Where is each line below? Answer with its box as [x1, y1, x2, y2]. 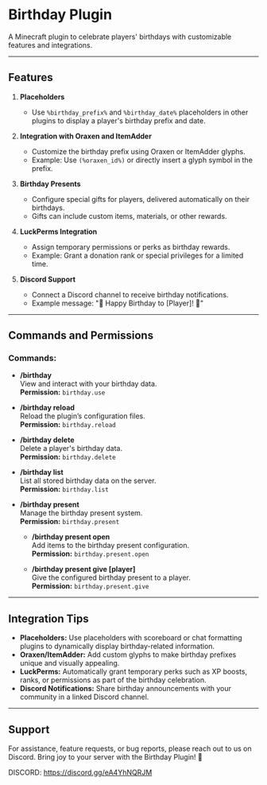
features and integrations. [8, 40, 93, 49]
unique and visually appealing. [19, 659, 120, 668]
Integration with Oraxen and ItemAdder [19, 131, 153, 141]
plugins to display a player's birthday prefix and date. [31, 115, 206, 125]
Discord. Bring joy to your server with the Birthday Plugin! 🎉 [8, 752, 203, 762]
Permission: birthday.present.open [31, 549, 149, 558]
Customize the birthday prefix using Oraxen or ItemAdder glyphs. [31, 146, 246, 156]
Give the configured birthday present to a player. [31, 573, 191, 582]
